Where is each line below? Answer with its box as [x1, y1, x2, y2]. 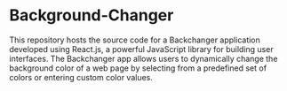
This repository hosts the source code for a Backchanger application [9, 34, 260, 45]
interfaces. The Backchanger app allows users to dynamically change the [9, 53, 278, 64]
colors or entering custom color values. [9, 72, 154, 82]
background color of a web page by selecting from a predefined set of [9, 63, 267, 73]
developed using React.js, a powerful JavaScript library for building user [9, 43, 274, 54]
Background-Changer [9, 5, 174, 26]
